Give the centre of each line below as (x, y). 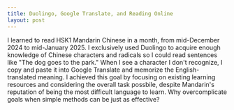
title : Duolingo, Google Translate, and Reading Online (90, 14)
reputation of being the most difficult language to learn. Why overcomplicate (117, 92)
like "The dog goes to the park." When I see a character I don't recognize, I (115, 62)
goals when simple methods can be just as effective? (83, 99)
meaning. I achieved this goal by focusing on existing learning (126, 77)
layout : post (26, 20)
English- (188, 70)
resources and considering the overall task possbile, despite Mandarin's (111, 84)
